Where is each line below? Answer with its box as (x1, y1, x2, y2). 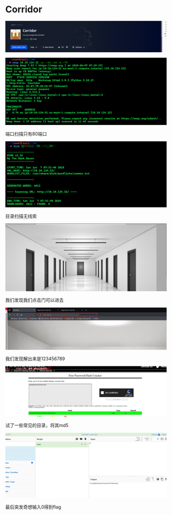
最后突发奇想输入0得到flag (5, 504, 61, 510)
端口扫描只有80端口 (5, 131, 47, 137)
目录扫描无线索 (5, 213, 37, 219)
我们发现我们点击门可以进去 (5, 297, 64, 303)
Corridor (5, 4, 42, 15)
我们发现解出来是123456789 (5, 355, 65, 362)
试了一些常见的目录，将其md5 (5, 422, 69, 428)
